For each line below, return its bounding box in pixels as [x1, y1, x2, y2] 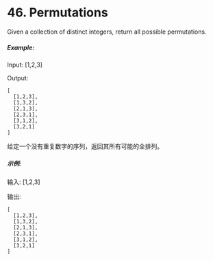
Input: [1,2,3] [7, 60, 43, 69]
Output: [7, 73, 29, 82]
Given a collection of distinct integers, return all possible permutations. [7, 27, 207, 36]
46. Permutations [7, 5, 108, 21]
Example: [7, 43, 35, 52]
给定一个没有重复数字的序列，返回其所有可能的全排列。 [7, 142, 163, 150]
